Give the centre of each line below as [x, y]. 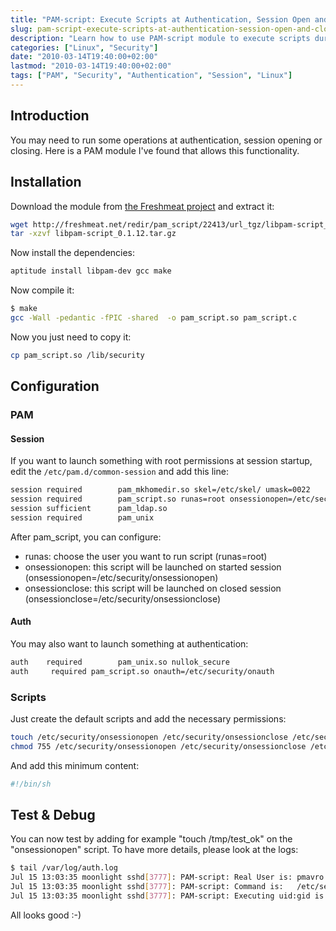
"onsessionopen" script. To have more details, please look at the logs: [154, 850]
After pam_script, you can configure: [86, 537]
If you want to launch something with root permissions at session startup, [161, 461]
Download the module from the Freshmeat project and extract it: [142, 206]
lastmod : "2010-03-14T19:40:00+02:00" [91, 66]
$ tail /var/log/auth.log [64, 868]
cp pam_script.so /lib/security [77, 355]
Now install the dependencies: [73, 253]
